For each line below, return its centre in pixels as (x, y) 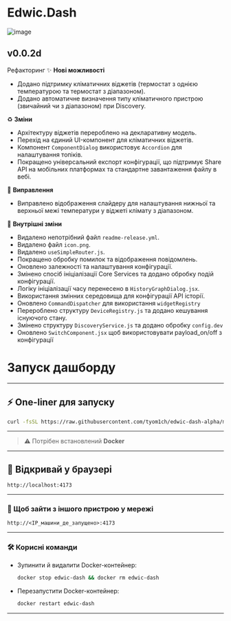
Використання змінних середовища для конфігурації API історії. (111, 296)
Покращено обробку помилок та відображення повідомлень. (107, 259)
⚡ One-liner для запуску (61, 402)
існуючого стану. (42, 318)
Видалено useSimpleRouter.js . (61, 252)
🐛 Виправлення (30, 190)
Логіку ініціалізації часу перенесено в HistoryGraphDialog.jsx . (108, 288)
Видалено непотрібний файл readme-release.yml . (88, 237)
